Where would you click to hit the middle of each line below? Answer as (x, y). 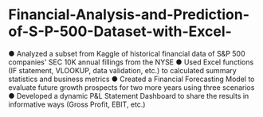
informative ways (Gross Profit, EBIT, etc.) (77, 104)
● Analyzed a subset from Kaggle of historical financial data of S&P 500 (127, 53)
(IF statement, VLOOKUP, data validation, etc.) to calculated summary (122, 70)
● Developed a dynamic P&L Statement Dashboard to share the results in (129, 96)
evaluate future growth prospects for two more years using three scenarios (131, 87)
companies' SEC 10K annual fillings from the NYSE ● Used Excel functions (131, 62)
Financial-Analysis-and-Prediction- (129, 15)
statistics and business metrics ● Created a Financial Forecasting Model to (131, 79)
